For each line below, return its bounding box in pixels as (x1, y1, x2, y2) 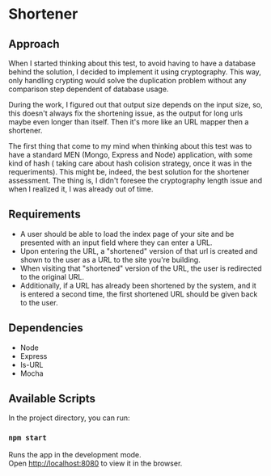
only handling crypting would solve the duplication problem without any (8, 76, 247, 85)
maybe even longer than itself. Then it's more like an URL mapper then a (8, 117, 249, 126)
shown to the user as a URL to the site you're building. (19, 255, 201, 264)
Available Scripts (8, 392, 95, 406)
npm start (8, 433, 47, 443)
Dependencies (8, 321, 83, 335)
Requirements (8, 208, 81, 221)
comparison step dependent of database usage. (8, 84, 169, 94)
